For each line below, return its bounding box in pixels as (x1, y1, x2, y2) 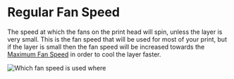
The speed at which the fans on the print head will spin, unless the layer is (7, 28, 223, 36)
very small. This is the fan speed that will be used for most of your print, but (7, 35, 228, 43)
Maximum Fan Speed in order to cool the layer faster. (7, 50, 161, 59)
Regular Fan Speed (7, 4, 121, 20)
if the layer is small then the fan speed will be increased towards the (7, 42, 205, 51)
